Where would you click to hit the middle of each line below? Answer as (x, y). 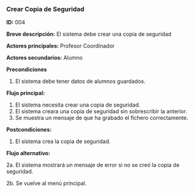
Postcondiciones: (29, 130)
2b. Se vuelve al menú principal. (47, 183)
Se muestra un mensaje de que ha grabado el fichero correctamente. (102, 118)
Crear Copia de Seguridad (45, 9)
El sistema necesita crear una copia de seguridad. (78, 105)
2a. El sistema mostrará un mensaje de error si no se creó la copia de (93, 165)
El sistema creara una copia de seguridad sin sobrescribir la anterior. (101, 111)
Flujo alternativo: (28, 153)
